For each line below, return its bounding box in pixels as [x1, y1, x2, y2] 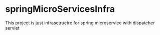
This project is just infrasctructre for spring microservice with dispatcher [5, 20, 155, 26]
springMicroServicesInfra [5, 3, 115, 15]
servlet [5, 25, 20, 31]
